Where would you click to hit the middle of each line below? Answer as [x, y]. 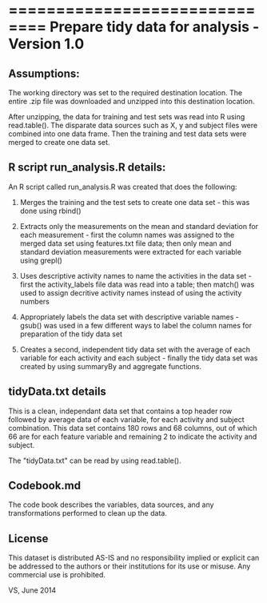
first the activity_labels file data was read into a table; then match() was [137, 284]
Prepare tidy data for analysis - [154, 27]
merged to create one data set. [59, 142]
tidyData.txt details [57, 392]
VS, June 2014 [32, 590]
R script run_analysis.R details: [87, 168]
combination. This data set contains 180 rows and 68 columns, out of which [133, 428]
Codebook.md [45, 486]
